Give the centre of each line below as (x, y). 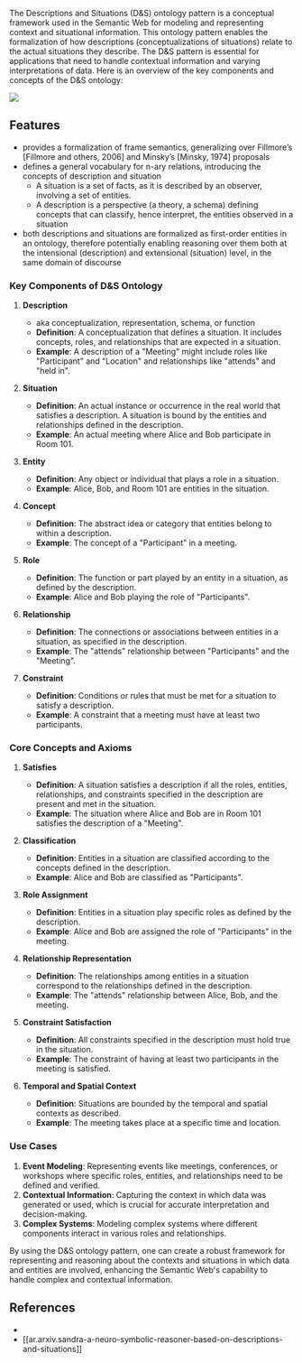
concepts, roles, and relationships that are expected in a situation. (158, 342)
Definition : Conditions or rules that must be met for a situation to (156, 696)
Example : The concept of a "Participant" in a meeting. (136, 543)
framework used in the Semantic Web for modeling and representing (137, 23)
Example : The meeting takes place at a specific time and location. (158, 1123)
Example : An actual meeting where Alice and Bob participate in (153, 435)
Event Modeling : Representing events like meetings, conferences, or (150, 1166)
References (42, 1308)
